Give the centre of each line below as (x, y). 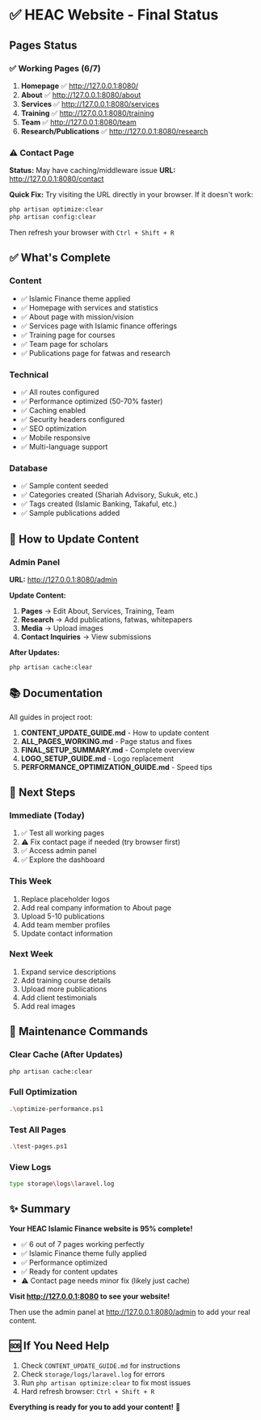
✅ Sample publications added (70, 513)
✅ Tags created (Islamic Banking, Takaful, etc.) (99, 504)
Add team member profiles (65, 924)
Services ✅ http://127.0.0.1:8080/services (90, 104)
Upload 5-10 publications (63, 916)
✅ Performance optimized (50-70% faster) (92, 401)
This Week (30, 881)
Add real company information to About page (96, 907)
